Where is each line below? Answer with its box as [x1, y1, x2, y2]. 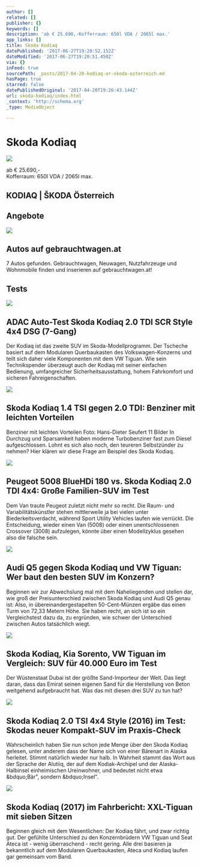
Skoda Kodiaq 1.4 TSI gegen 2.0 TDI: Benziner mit [6, 403, 196, 413]
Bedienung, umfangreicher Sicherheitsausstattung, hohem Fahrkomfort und [6, 368, 194, 375]
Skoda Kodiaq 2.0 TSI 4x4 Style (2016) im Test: [6, 715, 186, 726]
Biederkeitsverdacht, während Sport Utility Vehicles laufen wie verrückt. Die [6, 515, 194, 522]
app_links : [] [6, 37, 42, 43]
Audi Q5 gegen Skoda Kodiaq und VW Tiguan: [6, 563, 182, 573]
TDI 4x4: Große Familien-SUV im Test [6, 486, 149, 496]
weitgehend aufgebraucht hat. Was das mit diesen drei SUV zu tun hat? [6, 687, 183, 694]
